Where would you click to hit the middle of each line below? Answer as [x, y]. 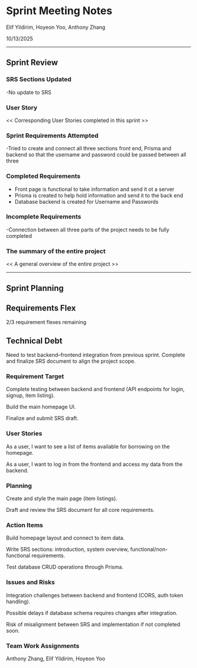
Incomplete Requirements [44, 217]
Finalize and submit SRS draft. [43, 418]
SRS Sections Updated [39, 80]
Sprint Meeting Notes [59, 11]
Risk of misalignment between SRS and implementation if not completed [93, 624]
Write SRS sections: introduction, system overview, [67, 550]
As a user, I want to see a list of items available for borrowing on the [88, 447]
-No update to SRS [29, 92]
